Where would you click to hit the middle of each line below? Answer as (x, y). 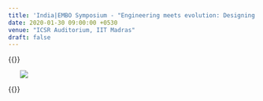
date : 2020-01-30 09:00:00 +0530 (63, 23)
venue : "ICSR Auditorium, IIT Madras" (72, 30)
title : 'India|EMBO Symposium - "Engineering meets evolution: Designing (132, 15)
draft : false (30, 37)
